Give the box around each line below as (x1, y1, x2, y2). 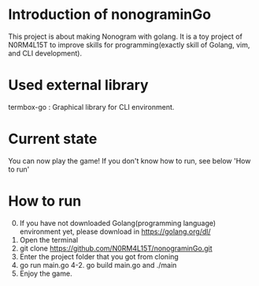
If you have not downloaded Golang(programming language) (19, 218, 216, 228)
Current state (8, 130, 98, 148)
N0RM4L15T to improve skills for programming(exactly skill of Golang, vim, (8, 40, 250, 49)
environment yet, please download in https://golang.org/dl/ (19, 227, 211, 236)
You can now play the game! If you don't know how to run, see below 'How (8, 156, 251, 165)
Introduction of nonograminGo (8, 6, 211, 24)
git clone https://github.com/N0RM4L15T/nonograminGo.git (19, 243, 213, 253)
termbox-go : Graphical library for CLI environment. (8, 102, 175, 111)
